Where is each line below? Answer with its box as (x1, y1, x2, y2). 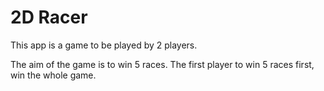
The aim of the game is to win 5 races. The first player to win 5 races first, (10, 58, 315, 70)
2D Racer (10, 6, 88, 29)
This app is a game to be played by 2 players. (10, 39, 198, 51)
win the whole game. (10, 69, 97, 81)
